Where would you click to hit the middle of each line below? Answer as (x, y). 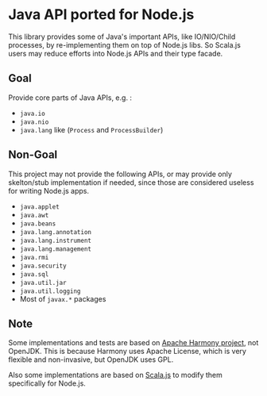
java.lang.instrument (55, 240)
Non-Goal (33, 155)
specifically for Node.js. (47, 383)
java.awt (34, 215)
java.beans (38, 224)
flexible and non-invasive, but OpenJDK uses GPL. (91, 359)
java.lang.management (55, 249)
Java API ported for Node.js (101, 15)
